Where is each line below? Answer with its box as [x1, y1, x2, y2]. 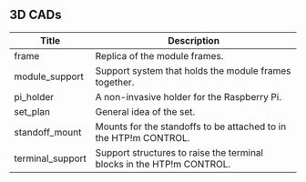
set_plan [14, 105, 50, 117]
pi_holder [14, 90, 55, 103]
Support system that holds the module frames [95, 64, 291, 76]
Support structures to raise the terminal [95, 146, 264, 158]
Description [168, 34, 220, 46]
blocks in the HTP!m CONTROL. [95, 157, 231, 170]
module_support [14, 70, 84, 83]
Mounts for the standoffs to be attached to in [95, 120, 287, 133]
